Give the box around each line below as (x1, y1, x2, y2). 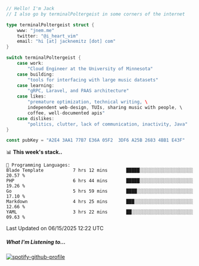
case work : (17, 60, 44, 66)
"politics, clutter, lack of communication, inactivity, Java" (27, 121, 188, 127)
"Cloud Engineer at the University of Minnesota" (27, 65, 153, 71)
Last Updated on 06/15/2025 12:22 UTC (6, 225, 104, 232)
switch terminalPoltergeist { (6, 55, 82, 61)
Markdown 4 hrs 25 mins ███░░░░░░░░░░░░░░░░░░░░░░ (6, 199, 194, 205)
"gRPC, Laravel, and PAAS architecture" (27, 88, 129, 94)
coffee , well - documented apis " (27, 110, 105, 116)
